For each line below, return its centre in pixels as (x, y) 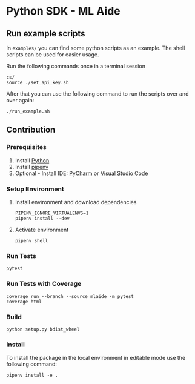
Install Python (32, 160)
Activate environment (42, 230)
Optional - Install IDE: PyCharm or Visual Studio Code (81, 173)
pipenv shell (31, 240)
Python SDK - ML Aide (63, 11)
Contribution (31, 130)
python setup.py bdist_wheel (43, 329)
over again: (20, 100)
